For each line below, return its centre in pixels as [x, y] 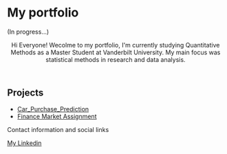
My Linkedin [24, 143]
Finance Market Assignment [57, 117]
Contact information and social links [58, 130]
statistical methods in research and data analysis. [116, 59]
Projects [25, 92]
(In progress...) [28, 32]
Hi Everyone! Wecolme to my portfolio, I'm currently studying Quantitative [116, 45]
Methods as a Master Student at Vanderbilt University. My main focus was [116, 52]
